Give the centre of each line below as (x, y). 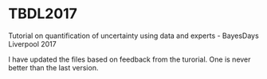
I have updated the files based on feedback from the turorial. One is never (130, 59)
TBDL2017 (43, 14)
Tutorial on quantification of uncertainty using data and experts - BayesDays (133, 36)
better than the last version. (53, 67)
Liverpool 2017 (33, 43)
